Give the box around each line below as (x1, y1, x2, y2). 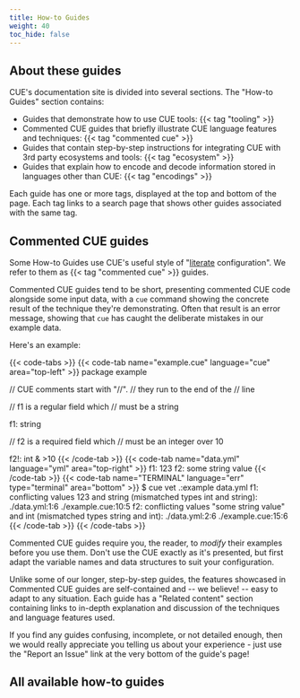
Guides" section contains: (9, 96, 105, 108)
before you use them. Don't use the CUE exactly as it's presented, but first (9, 547, 284, 557)
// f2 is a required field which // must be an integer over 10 (9, 436, 224, 447)
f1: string (9, 419, 42, 429)
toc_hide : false (9, 30, 70, 39)
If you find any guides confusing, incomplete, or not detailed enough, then (9, 630, 283, 640)
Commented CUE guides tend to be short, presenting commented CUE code (9, 284, 291, 294)
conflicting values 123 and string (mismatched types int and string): (9, 492, 258, 502)
